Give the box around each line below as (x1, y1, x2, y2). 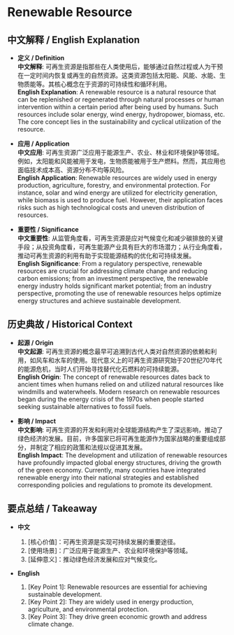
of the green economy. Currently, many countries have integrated (17, 466, 206, 474)
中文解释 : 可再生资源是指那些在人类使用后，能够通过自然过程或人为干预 (17, 62, 224, 71)
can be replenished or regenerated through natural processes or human (17, 95, 225, 104)
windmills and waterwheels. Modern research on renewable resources (17, 387, 220, 396)
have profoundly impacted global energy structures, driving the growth (17, 458, 222, 466)
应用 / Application (17, 139, 70, 148)
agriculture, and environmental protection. (27, 605, 149, 613)
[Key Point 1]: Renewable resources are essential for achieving (27, 582, 207, 591)
